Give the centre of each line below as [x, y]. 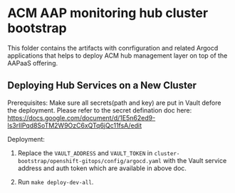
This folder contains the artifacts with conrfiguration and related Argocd [113, 48]
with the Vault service [195, 160]
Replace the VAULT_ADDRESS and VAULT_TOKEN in [85, 153]
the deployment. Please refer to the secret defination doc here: [100, 110]
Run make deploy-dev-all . [56, 182]
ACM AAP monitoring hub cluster [108, 13]
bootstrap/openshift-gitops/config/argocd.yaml [89, 161]
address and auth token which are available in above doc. [102, 168]
